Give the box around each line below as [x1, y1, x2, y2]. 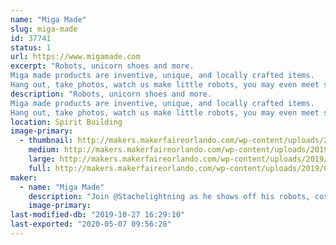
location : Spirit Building [10, 117, 123, 127]
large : [28, 154, 56, 164]
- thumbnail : [19, 136, 74, 146]
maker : [10, 172, 38, 183]
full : [28, 163, 52, 173]
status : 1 [10, 42, 52, 53]
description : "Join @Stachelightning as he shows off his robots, [28, 191, 311, 201]
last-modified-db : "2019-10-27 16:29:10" [10, 210, 186, 220]
